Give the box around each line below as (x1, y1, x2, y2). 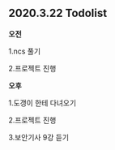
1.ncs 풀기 (8, 46, 41, 56)
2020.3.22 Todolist (8, 6, 108, 20)
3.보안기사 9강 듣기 (8, 132, 70, 142)
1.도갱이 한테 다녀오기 (8, 97, 77, 108)
